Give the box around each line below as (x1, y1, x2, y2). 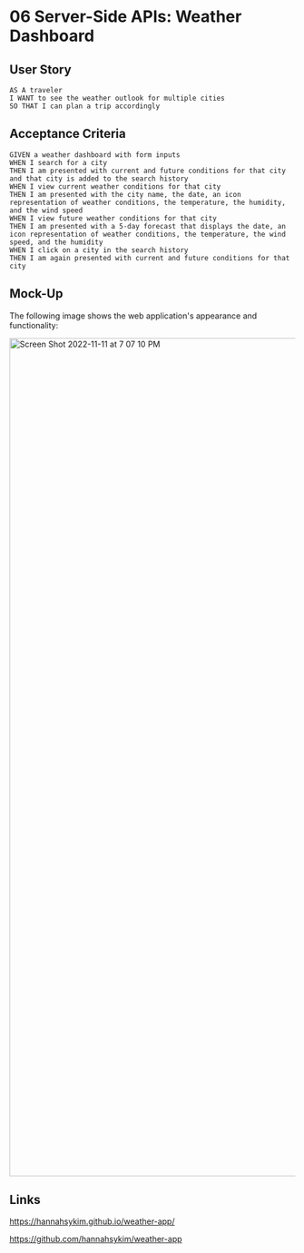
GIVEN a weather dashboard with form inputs (9, 150, 181, 160)
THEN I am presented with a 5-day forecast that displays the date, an (9, 221, 286, 230)
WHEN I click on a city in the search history (9, 245, 189, 255)
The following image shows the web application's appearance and (9, 310, 258, 321)
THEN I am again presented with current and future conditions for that (9, 253, 290, 262)
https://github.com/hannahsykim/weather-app (9, 1234, 183, 1245)
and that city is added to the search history (9, 174, 189, 183)
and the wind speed (9, 206, 83, 215)
